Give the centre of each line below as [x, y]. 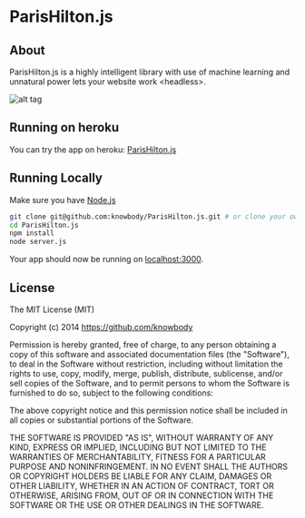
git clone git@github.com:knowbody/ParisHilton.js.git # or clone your [148, 216]
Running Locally [56, 178]
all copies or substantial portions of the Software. [101, 420]
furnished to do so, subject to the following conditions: [111, 393]
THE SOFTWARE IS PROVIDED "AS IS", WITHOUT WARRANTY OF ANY [142, 437]
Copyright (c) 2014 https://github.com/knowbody [101, 327]
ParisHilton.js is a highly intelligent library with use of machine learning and [150, 72]
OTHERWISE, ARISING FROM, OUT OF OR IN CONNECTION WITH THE [142, 495]
